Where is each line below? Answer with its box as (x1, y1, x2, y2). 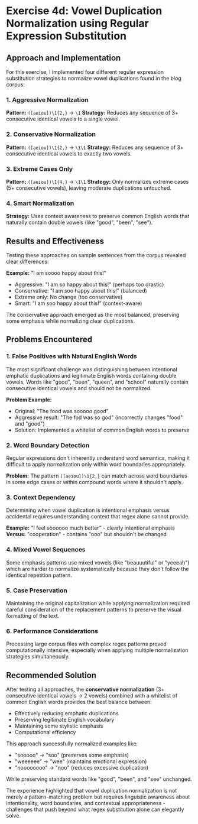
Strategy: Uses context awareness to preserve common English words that (6, 213, 190, 220)
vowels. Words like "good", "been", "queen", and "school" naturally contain (6, 378, 189, 385)
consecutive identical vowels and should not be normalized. (6, 384, 152, 391)
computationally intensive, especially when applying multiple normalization (6, 647, 189, 654)
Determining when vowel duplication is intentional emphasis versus (6, 507, 170, 514)
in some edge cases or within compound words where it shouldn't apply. (6, 478, 183, 485)
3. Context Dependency (6, 493, 76, 501)
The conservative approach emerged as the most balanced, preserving (6, 312, 180, 318)
